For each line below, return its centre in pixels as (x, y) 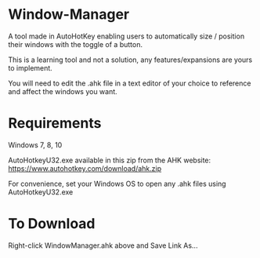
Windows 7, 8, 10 (35, 145)
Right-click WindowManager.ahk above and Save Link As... (103, 245)
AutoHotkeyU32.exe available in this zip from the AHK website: (110, 160)
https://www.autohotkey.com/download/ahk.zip (85, 168)
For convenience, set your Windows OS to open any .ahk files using (117, 184)
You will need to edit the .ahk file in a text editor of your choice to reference (130, 83)
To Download (52, 224)
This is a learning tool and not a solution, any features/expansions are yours (130, 60)
